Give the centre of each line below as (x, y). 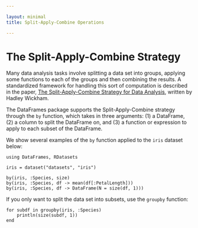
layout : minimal (26, 17)
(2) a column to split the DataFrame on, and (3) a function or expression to (97, 123)
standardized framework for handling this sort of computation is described (97, 86)
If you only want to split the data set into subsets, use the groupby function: (97, 200)
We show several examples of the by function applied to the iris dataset (95, 140)
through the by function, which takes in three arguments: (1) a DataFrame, (95, 116)
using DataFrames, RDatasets (42, 158)
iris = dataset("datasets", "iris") (51, 168)
